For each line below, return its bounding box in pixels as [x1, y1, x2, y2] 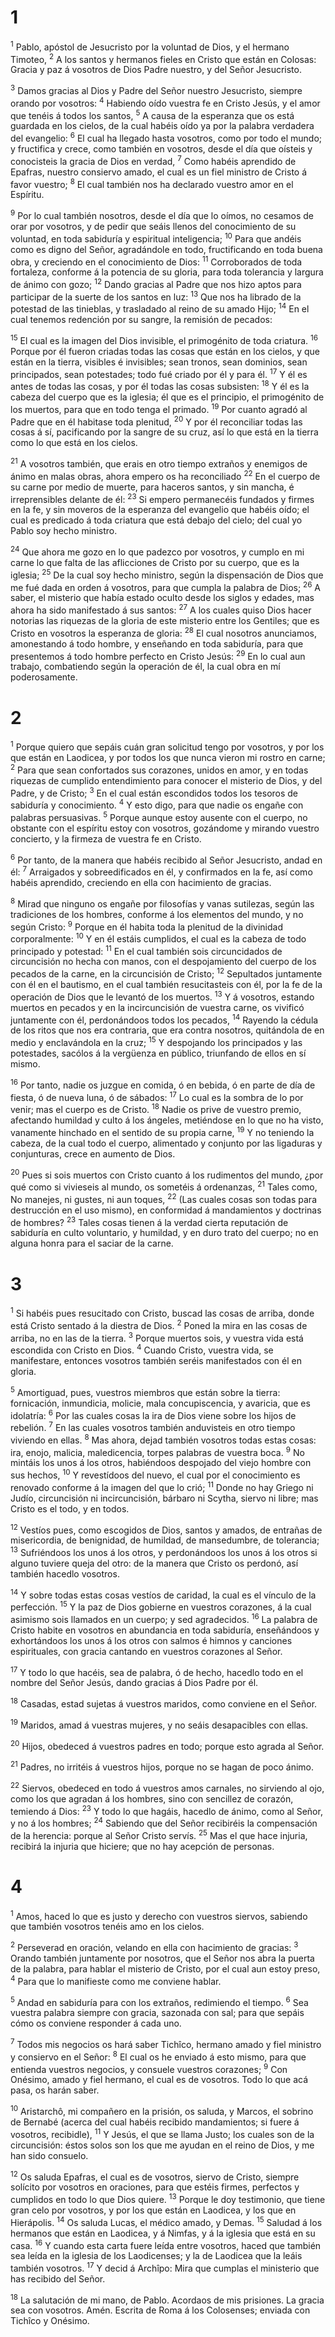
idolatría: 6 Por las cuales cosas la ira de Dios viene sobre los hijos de [10, 1407, 297, 1421]
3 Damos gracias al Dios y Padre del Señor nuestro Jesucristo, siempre [10, 83, 303, 96]
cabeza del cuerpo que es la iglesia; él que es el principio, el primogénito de [10, 391, 325, 403]
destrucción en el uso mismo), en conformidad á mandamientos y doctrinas [10, 1204, 322, 1216]
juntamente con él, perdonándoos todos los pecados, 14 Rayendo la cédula [10, 1012, 319, 1026]
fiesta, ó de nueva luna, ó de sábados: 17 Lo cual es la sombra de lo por [10, 1089, 304, 1103]
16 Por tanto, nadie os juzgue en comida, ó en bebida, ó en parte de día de [10, 1077, 316, 1091]
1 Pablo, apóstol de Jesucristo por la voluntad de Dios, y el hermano [10, 39, 290, 53]
